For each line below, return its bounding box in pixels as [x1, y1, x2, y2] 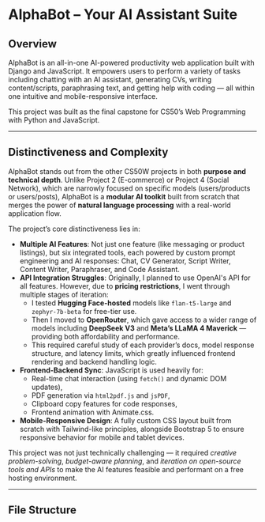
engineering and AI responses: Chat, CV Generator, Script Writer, [19, 255, 231, 266]
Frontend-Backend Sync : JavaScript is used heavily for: [19, 365, 203, 375]
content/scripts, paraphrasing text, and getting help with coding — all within [8, 83, 255, 93]
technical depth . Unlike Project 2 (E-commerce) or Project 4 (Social [8, 175, 230, 184]
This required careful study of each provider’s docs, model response [31, 340, 255, 350]
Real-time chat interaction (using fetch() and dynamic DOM [31, 373, 227, 383]
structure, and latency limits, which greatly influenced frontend [31, 348, 236, 357]
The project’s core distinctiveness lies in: [8, 224, 140, 233]
